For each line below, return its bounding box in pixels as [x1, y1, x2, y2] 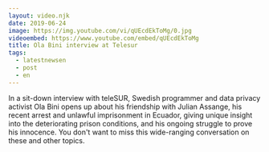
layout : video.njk [8, 11, 70, 20]
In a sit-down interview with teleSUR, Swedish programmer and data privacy [8, 93, 261, 102]
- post [15, 64, 38, 72]
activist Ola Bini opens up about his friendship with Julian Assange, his [8, 102, 243, 111]
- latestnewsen [15, 57, 67, 65]
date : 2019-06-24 [8, 19, 67, 27]
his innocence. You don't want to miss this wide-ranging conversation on [8, 127, 250, 137]
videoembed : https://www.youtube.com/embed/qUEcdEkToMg [8, 34, 199, 42]
